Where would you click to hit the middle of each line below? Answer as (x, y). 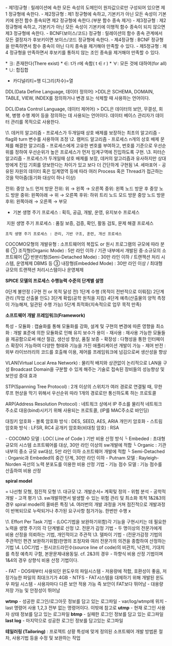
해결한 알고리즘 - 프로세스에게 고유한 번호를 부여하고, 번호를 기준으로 (84, 146)
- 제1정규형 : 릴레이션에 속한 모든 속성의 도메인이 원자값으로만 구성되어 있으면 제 (85, 7)
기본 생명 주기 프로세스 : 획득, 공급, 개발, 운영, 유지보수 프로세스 (76, 212)
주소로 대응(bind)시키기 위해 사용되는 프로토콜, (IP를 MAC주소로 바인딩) (77, 410)
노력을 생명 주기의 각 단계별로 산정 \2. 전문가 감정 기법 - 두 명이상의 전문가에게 (84, 528)
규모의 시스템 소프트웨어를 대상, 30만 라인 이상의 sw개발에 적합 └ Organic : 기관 (86, 445)
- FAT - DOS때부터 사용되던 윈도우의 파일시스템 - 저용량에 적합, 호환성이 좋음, (83, 571)
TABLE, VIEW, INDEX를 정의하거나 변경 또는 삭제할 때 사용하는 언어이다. (78, 98)
